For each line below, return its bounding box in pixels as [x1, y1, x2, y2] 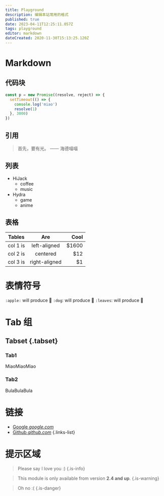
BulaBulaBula [5, 387, 33, 393]
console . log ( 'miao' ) [14, 102, 58, 107]
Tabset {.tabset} [5, 337, 58, 345]
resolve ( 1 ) [14, 107, 37, 112]
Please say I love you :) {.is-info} [17, 465, 85, 471]
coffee [20, 180, 34, 187]
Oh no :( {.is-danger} [17, 485, 62, 491]
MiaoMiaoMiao [5, 363, 36, 369]
